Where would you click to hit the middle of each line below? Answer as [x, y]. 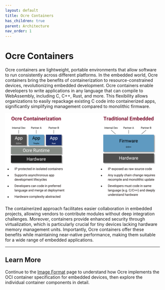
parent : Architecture [27, 26]
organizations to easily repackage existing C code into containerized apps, [81, 101]
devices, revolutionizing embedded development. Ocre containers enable [79, 86]
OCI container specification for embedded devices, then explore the [74, 277]
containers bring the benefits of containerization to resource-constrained [79, 80]
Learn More [23, 260]
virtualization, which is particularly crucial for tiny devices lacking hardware [81, 225]
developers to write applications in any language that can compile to [74, 91]
